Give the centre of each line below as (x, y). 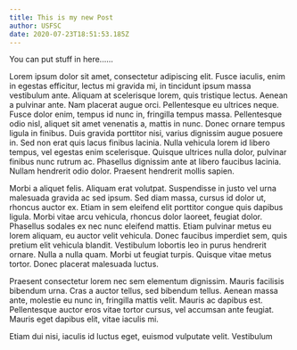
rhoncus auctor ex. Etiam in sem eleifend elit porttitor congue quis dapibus (146, 208)
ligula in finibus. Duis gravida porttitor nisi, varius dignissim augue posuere (146, 134)
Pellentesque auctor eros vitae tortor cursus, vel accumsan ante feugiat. (142, 310)
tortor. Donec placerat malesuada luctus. (84, 265)
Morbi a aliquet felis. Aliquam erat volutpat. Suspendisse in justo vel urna (143, 189)
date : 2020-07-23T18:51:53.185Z (69, 34)
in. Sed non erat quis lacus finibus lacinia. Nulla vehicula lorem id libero (140, 142)
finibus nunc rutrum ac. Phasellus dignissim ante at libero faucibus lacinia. (145, 162)
